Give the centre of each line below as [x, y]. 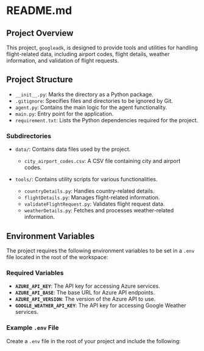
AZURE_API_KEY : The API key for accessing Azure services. [87, 286]
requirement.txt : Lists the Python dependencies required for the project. [107, 120]
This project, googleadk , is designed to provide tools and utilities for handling [102, 47]
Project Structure [40, 80]
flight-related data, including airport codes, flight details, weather [88, 54]
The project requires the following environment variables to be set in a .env [100, 251]
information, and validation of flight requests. [63, 61]
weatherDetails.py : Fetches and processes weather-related [99, 210]
